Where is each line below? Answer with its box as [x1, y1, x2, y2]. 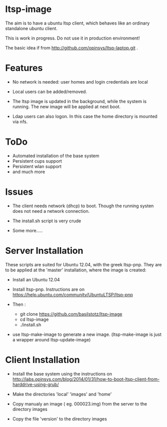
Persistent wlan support [12, 163, 61, 169]
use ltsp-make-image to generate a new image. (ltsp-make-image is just [12, 331, 161, 337]
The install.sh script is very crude [12, 218, 81, 224]
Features [5, 63, 43, 74]
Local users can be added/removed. [12, 89, 87, 95]
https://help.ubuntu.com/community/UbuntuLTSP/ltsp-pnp [12, 291, 133, 297]
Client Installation [5, 354, 80, 365]
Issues [5, 186, 33, 197]
